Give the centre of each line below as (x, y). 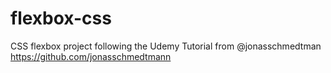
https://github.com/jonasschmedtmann (91, 56)
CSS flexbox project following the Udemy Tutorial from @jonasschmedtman (166, 46)
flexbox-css (61, 18)
